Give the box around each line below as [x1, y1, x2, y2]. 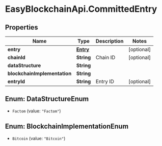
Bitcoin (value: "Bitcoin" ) [12, 135, 65, 141]
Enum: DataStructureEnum [5, 95, 89, 103]
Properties [5, 23, 38, 32]
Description [95, 38, 124, 44]
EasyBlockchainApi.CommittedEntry [5, 3, 157, 15]
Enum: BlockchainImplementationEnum [5, 122, 129, 131]
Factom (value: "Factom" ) [12, 108, 61, 114]
